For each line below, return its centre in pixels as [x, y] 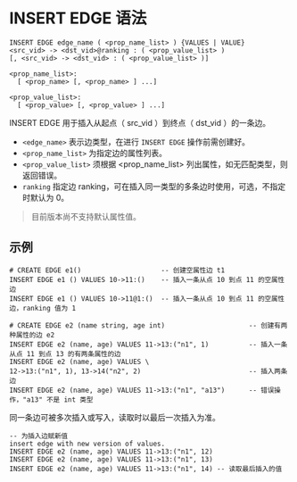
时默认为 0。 [45, 197]
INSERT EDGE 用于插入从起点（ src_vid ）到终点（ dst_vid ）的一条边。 [140, 122]
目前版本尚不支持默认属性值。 [86, 216]
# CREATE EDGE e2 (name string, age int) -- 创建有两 [148, 325]
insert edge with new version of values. [87, 444]
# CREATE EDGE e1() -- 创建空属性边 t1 [117, 270]
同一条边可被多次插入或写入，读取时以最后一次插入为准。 [115, 417]
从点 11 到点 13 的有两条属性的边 [65, 353]
